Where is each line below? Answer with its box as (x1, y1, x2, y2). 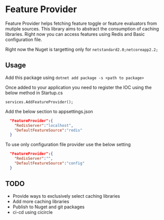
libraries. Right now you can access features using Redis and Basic (5, 31, 145, 37)
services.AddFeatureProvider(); (5, 99, 73, 104)
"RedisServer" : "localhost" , (14, 123, 73, 128)
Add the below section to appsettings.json (5, 108, 94, 115)
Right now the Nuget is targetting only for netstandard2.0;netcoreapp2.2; (5, 46, 158, 52)
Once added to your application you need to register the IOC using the (5, 84, 152, 90)
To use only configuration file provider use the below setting (5, 141, 131, 148)
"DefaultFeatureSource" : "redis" (14, 128, 83, 133)
